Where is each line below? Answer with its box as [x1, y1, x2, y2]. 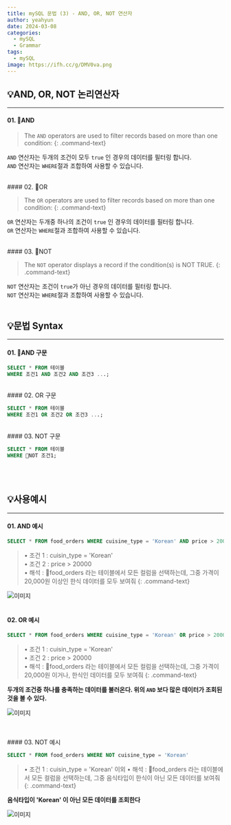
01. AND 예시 [7, 522, 43, 530]
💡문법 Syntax [7, 320, 63, 332]
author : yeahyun [7, 17, 54, 23]
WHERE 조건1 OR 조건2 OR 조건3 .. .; [7, 411, 104, 419]
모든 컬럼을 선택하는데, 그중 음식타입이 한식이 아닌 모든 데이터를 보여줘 [31, 773, 221, 782]
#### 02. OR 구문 [7, 391, 57, 399]
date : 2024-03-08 [7, 23, 57, 30]
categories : [7, 29, 41, 36]
